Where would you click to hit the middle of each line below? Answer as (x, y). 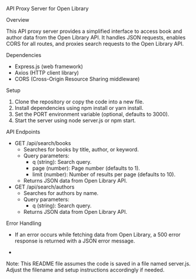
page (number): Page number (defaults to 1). (86, 168)
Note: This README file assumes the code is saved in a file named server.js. (99, 263)
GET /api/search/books (43, 143)
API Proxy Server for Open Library (47, 9)
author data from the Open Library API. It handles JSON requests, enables (96, 37)
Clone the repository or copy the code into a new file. (79, 102)
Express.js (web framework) (49, 66)
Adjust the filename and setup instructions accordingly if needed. (85, 270)
